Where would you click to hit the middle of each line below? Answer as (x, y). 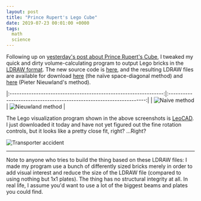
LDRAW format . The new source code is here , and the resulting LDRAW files (100, 69)
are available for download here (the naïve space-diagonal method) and (95, 76)
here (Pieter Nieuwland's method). (48, 82)
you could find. (25, 192)
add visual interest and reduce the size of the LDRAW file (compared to (94, 172)
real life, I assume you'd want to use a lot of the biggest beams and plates (97, 185)
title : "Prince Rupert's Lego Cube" (52, 17)
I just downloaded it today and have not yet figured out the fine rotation (94, 124)
